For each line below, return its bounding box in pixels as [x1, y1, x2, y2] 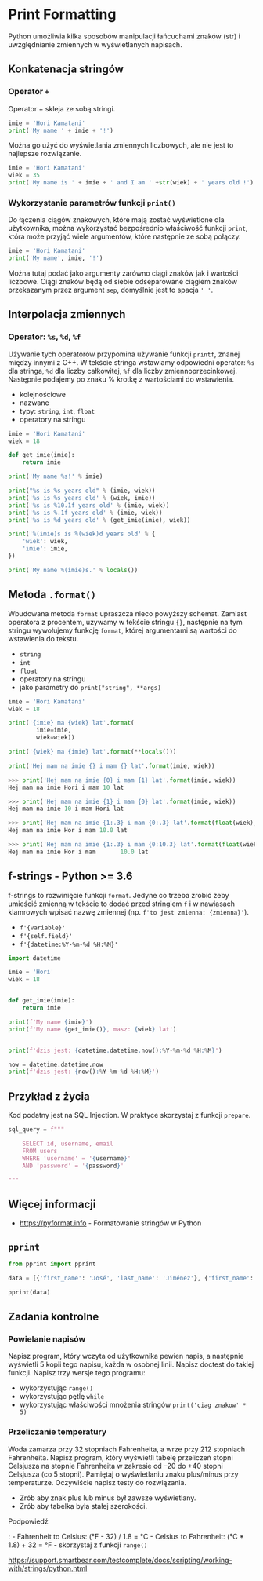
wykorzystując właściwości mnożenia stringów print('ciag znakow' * [19, 1400, 247, 1410]
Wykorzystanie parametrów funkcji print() [8, 197, 176, 208]
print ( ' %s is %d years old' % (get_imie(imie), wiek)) [8, 516, 191, 524]
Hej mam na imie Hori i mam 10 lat [8, 783, 124, 791]
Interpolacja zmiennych [8, 308, 126, 321]
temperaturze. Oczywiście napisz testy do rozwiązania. [8, 1477, 186, 1487]
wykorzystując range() [19, 1383, 94, 1393]
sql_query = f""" [8, 1126, 65, 1134]
